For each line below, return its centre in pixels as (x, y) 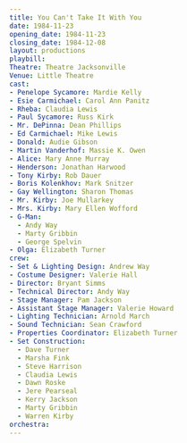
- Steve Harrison (50, 366)
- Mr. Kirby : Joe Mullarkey (62, 201)
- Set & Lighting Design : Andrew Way (80, 267)
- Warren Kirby (46, 416)
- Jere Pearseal (47, 391)
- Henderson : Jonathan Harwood (68, 167)
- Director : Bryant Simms (57, 283)
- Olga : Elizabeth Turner (57, 250)
